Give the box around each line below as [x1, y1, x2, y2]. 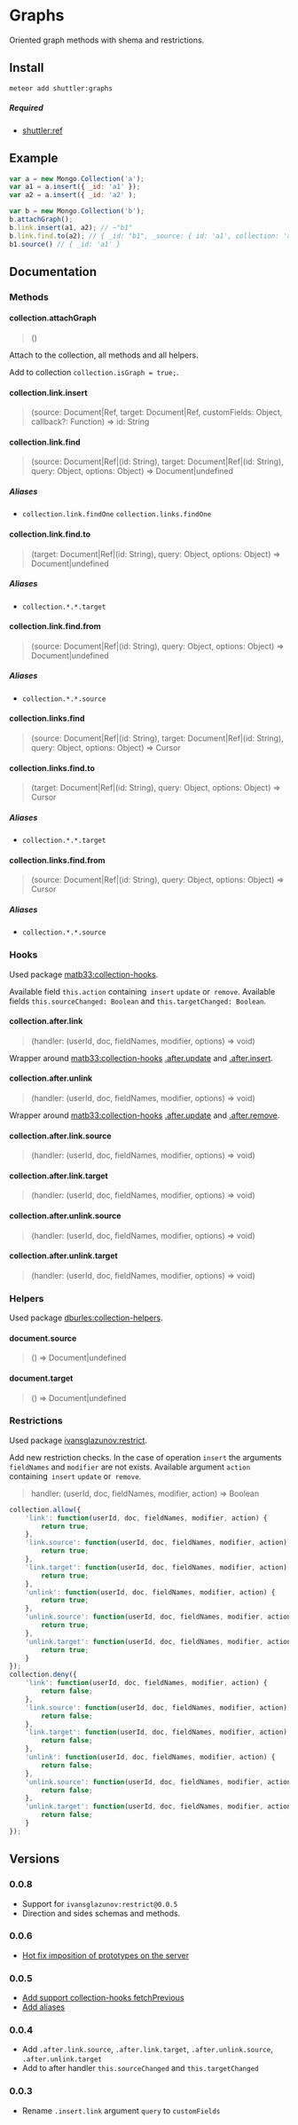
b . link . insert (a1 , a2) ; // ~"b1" [9, 223, 133, 232]
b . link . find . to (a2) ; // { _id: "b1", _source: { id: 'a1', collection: [9, 232, 279, 240]
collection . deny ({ [9, 1670, 77, 1680]
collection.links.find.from [9, 854, 106, 865]
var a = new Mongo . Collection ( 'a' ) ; [9, 174, 145, 183]
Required [9, 103, 44, 114]
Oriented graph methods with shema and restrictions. [9, 35, 205, 45]
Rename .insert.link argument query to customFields [21, 2105, 221, 2116]
